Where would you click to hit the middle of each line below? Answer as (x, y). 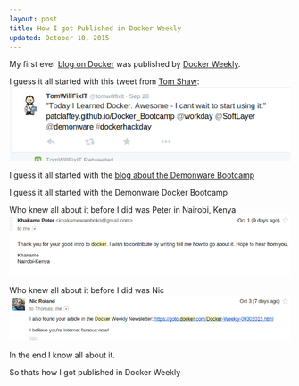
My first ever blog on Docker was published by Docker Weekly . (125, 64)
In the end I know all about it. (62, 355)
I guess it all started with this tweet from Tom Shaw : (104, 81)
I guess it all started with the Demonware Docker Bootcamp (119, 193)
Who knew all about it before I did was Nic (87, 290)
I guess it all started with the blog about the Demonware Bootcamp (132, 175)
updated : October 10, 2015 (59, 38)
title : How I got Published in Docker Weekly (95, 28)
